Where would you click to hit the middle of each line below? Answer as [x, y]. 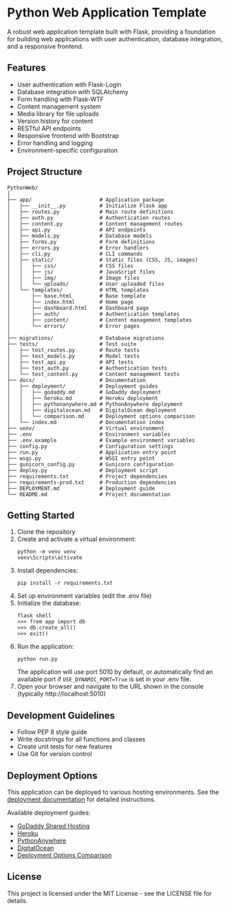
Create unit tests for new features [65, 746]
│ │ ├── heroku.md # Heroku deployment [83, 398]
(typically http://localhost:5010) [61, 694]
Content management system [59, 106]
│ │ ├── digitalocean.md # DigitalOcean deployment [92, 410]
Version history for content [55, 121]
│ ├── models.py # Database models [80, 236]
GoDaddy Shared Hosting [53, 826]
